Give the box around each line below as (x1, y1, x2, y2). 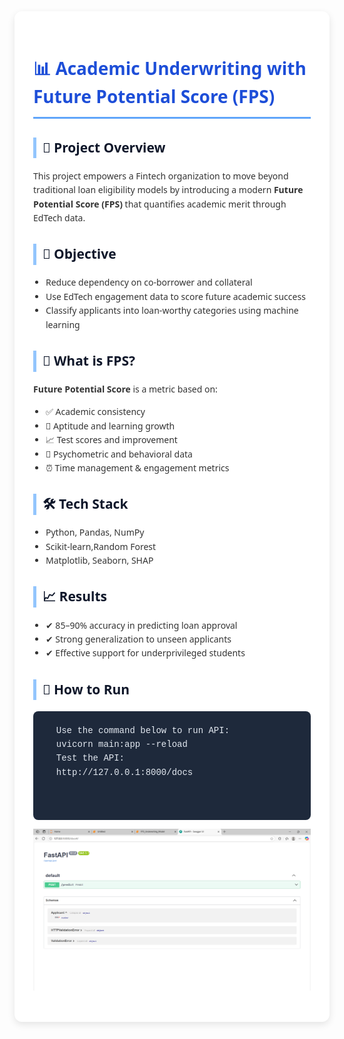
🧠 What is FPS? (42, 351, 136, 370)
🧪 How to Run (42, 680, 131, 699)
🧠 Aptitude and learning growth (45, 419, 176, 432)
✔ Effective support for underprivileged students (45, 646, 246, 660)
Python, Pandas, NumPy (45, 526, 145, 539)
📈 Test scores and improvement (45, 433, 178, 447)
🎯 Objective (42, 245, 117, 264)
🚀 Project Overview (42, 138, 166, 157)
